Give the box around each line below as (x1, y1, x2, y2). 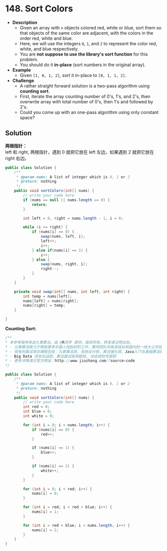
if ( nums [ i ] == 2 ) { (31, 463, 75, 468)
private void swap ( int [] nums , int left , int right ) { (14, 289, 130, 294)
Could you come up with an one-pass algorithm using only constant (19, 109, 159, 115)
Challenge (12, 78, 34, 84)
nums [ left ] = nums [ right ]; (23, 298, 79, 303)
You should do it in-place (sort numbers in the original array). (19, 62, 146, 68)
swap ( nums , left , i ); (40, 234, 85, 239)
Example (12, 67, 31, 73)
